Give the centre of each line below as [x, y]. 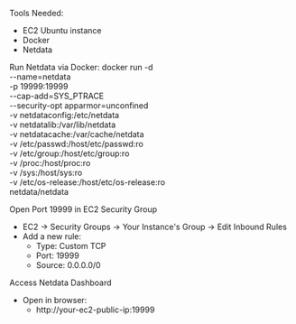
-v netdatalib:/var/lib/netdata [63, 125]
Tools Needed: [37, 13]
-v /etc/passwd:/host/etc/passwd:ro [77, 144]
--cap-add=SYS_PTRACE [57, 96]
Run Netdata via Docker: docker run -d [81, 67]
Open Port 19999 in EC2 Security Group [83, 209]
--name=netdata [40, 77]
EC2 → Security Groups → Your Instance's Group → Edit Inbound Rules [154, 227]
